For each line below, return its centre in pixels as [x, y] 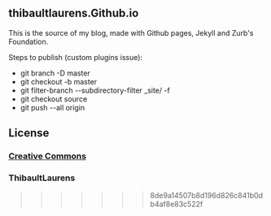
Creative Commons [48, 156]
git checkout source [54, 99]
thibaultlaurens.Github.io [74, 13]
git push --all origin [52, 107]
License [29, 133]
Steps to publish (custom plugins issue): [76, 57]
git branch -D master [55, 73]
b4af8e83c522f [177, 204]
